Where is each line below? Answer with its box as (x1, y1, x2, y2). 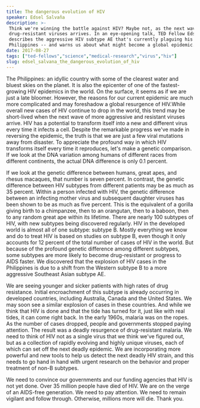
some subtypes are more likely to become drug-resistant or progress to (6, 251, 182, 258)
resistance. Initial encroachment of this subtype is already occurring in (6, 288, 179, 295)
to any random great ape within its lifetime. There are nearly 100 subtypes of (6, 213, 194, 221)
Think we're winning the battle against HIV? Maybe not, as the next (8, 25, 185, 32)
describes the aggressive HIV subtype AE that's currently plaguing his (8, 36, 193, 42)
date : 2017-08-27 (6, 48, 49, 54)
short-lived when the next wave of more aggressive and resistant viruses (6, 113, 186, 120)
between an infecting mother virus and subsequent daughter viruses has (6, 194, 185, 202)
